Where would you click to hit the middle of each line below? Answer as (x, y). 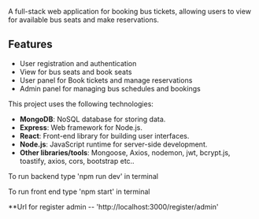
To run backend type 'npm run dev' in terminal (83, 176)
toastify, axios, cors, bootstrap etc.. (77, 161)
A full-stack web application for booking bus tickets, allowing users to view (130, 11)
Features (30, 45)
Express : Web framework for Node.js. (81, 127)
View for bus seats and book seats (76, 72)
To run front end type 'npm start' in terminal (79, 191)
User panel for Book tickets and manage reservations (106, 80)
